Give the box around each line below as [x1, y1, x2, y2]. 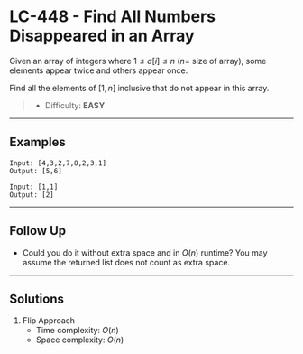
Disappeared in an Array [9, 25, 196, 46]
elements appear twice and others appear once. [9, 65, 188, 76]
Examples [9, 135, 66, 150]
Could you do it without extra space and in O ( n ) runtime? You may [22, 247, 268, 258]
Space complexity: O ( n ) [35, 334, 124, 345]
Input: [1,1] [9, 182, 59, 191]
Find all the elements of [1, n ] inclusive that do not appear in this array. [9, 82, 270, 93]
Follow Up [9, 223, 67, 238]
